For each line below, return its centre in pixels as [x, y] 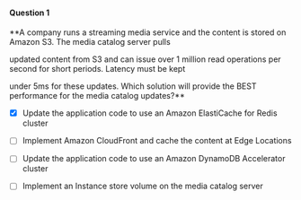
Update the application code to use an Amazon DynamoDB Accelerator [154, 159]
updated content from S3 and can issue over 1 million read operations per [145, 59]
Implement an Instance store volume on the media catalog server [142, 186]
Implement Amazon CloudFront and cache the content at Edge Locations [157, 141]
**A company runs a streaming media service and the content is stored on [148, 32]
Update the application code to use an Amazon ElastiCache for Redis [150, 113]
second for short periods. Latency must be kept [97, 69]
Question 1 [30, 13]
